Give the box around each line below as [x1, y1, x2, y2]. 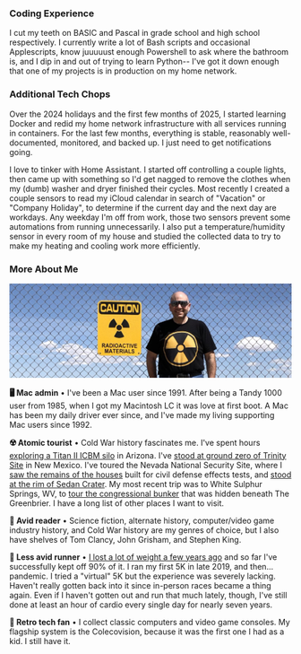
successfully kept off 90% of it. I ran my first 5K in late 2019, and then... [9, 561, 274, 571]
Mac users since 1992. [9, 419, 92, 430]
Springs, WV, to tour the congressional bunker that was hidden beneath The [9, 488, 289, 499]
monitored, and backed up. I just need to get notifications [60, 137, 271, 148]
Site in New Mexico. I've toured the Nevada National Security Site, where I [9, 459, 283, 470]
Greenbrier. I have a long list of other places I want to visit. [9, 497, 225, 509]
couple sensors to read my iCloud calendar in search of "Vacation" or [9, 192, 266, 204]
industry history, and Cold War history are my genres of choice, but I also [9, 524, 279, 536]
